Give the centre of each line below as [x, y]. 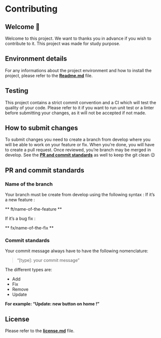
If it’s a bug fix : [20, 218]
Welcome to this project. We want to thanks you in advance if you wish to [78, 38]
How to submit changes [42, 128]
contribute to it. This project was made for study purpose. [63, 44]
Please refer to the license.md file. [40, 331]
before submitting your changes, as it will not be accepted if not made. [76, 113]
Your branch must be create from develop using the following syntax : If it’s [80, 195]
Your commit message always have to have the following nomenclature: [77, 251]
